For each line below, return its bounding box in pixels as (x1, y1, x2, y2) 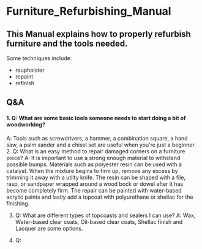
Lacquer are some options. (15, 224, 83, 232)
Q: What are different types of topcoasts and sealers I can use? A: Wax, (15, 212, 196, 219)
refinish (15, 80, 35, 86)
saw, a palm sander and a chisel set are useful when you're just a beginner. (6, 141, 196, 148)
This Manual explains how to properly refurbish (6, 29, 191, 39)
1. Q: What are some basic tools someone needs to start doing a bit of (6, 114, 186, 121)
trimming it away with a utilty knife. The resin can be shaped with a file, (6, 174, 185, 181)
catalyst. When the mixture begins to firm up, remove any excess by (6, 167, 179, 174)
